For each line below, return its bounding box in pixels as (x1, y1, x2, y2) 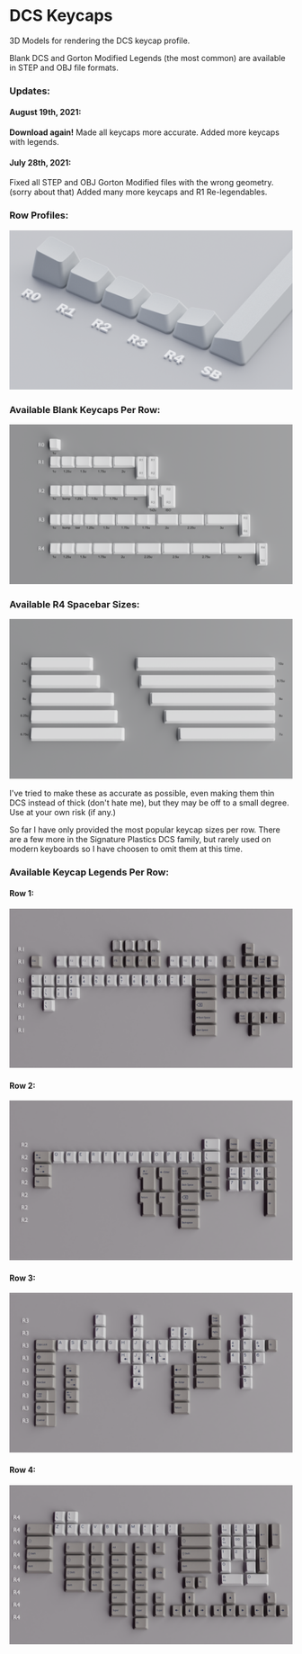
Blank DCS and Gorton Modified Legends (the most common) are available (9, 52, 286, 63)
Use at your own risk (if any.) (9, 806, 117, 817)
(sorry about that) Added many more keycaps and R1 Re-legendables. (9, 186, 268, 198)
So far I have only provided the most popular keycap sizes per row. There (9, 824, 280, 835)
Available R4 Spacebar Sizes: (9, 598, 140, 610)
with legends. (9, 137, 60, 148)
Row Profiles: (9, 209, 69, 221)
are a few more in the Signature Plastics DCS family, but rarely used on (9, 833, 271, 844)
